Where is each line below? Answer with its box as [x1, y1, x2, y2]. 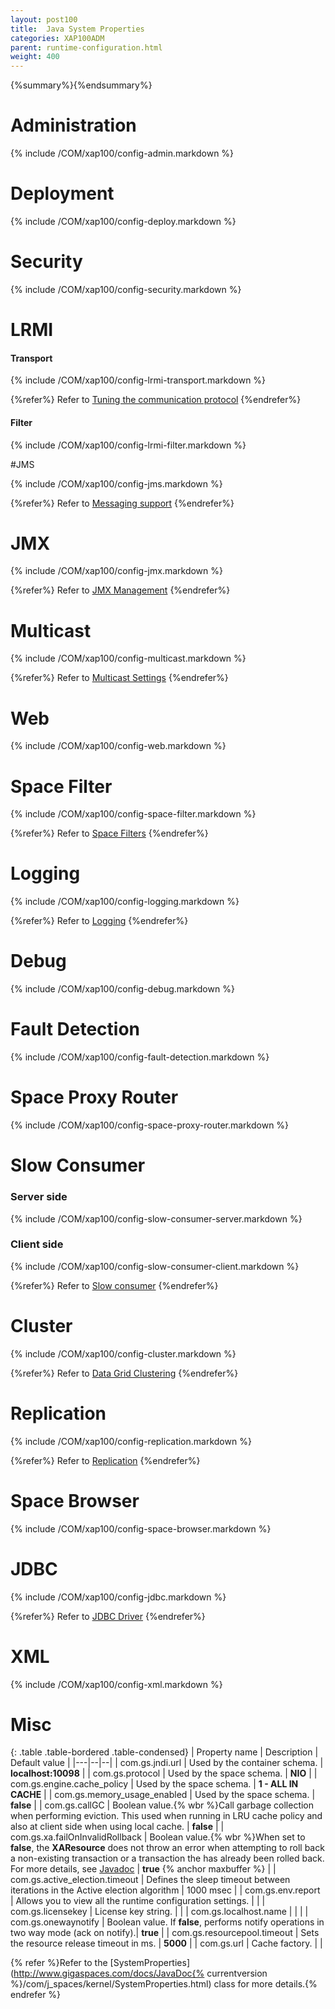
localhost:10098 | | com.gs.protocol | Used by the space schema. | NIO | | [10, 1767, 318, 1780]
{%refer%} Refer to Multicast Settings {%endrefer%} [10, 672, 229, 684]
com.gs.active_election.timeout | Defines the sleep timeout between [10, 1874, 291, 1886]
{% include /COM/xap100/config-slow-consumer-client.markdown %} [10, 1260, 300, 1272]
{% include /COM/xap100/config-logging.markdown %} [10, 896, 240, 908]
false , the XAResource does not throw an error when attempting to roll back [10, 1842, 325, 1854]
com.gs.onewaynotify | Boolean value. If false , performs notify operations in [10, 1916, 325, 1928]
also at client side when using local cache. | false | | [10, 1821, 225, 1833]
